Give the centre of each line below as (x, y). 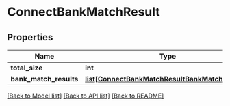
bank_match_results (44, 79)
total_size (27, 68)
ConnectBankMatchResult (84, 12)
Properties (30, 37)
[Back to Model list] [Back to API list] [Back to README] (86, 96)
